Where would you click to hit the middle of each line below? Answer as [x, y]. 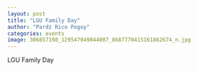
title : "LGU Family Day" [44, 20]
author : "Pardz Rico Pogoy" [49, 27]
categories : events [36, 33]
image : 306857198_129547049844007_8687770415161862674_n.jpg [99, 40]
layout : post [27, 14]
